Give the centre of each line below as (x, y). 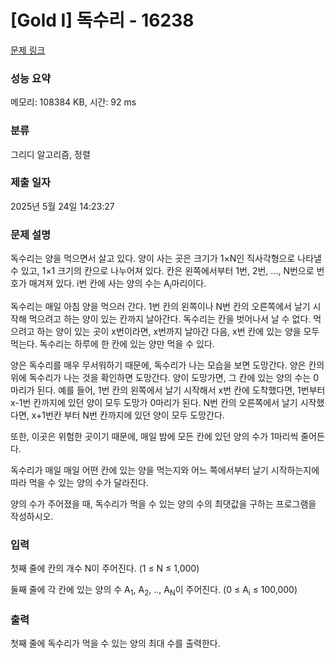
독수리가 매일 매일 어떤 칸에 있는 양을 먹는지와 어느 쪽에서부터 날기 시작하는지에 (165, 470)
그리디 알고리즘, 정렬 (50, 154)
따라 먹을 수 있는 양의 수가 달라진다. (79, 482)
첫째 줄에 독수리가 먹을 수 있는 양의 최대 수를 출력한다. (115, 643)
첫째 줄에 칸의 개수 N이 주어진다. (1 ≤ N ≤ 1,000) (105, 568)
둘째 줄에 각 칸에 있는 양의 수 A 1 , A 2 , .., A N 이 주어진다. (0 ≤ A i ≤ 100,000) (154, 591)
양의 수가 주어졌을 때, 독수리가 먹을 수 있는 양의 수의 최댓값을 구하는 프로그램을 (163, 503)
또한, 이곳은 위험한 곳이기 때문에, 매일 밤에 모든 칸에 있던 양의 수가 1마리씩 (154, 436)
